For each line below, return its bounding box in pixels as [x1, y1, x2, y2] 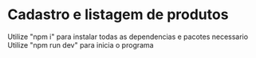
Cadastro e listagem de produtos [7, 6, 229, 24]
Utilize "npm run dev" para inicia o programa [7, 40, 154, 49]
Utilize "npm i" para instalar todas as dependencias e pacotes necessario [7, 32, 249, 41]
